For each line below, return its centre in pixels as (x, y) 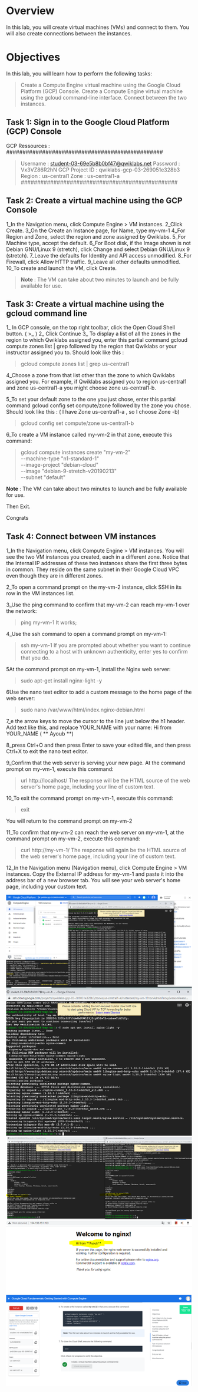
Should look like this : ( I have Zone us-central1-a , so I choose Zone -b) (93, 412)
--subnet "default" (43, 477)
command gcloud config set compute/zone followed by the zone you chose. (99, 405)
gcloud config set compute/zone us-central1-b (77, 423)
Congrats (17, 518)
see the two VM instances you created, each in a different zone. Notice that (98, 557)
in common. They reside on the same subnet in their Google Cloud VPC (93, 569)
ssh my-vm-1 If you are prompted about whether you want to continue (106, 645)
